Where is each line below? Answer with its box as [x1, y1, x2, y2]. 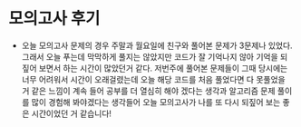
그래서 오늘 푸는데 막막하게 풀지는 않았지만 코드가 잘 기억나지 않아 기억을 [21, 51, 278, 62]
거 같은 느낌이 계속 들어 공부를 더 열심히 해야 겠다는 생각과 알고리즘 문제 [21, 85, 276, 96]
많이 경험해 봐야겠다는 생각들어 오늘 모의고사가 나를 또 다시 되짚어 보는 [31, 96, 281, 107]
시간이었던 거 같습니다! [31, 108, 112, 119]
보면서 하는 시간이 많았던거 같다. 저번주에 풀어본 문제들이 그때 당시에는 [38, 63, 288, 73]
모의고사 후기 [8, 8, 101, 29]
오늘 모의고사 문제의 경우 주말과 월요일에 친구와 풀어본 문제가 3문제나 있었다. [21, 40, 293, 51]
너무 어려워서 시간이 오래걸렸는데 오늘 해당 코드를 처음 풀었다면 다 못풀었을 [21, 73, 286, 84]
